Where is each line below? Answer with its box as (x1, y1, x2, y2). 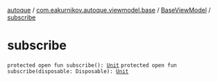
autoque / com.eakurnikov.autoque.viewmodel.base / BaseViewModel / (7, 6, 211, 14)
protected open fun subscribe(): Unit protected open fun (7, 62, 177, 69)
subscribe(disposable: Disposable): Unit (7, 67, 129, 75)
